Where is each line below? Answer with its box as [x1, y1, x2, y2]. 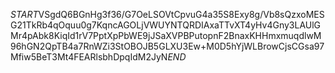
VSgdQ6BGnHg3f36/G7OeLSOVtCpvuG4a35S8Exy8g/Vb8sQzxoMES [38, 9, 325, 20]
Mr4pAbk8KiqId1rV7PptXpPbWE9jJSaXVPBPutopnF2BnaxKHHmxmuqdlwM [10, 30, 322, 41]
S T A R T [10, 9, 39, 20]
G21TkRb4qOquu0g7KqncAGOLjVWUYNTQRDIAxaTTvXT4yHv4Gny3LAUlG [10, 19, 322, 31]
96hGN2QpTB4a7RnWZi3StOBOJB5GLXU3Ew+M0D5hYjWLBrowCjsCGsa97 [10, 40, 325, 52]
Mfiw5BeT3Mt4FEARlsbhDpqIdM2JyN [10, 51, 168, 63]
